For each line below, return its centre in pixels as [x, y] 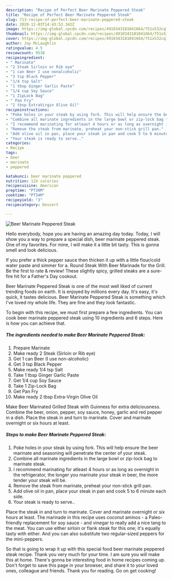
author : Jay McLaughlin [31, 43]
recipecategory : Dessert [32, 205]
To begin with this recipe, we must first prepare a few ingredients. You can [84, 312]
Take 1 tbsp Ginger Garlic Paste [46, 375]
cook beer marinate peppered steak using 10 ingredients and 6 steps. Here [84, 318]
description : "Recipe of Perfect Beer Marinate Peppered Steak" [76, 10]
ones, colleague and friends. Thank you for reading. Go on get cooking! [81, 570]
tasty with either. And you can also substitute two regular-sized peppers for [85, 533]
